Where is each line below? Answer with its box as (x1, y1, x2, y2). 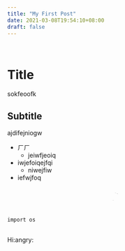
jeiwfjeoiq (27, 151, 57, 160)
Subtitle (7, 110, 43, 122)
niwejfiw (27, 166, 52, 175)
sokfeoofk (7, 90, 37, 98)
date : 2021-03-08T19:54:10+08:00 (7, 17, 105, 24)
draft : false (7, 23, 45, 30)
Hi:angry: (7, 236, 34, 244)
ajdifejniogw (7, 129, 43, 137)
